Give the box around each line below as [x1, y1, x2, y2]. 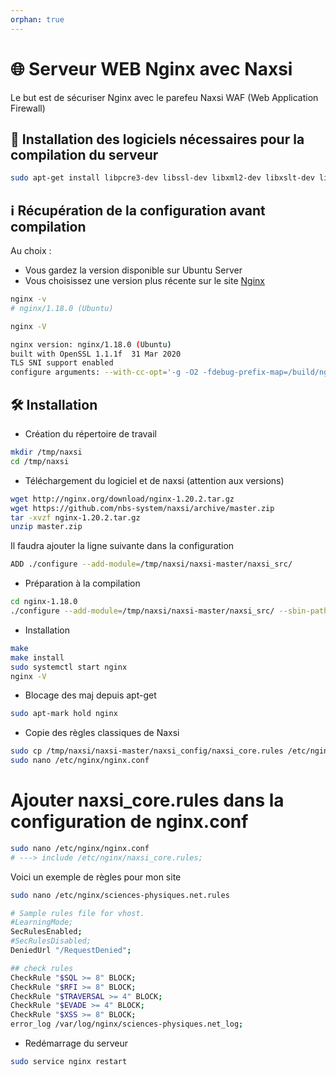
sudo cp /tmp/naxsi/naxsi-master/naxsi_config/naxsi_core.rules [10, 746, 284, 756]
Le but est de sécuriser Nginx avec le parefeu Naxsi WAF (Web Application [10, 91, 319, 103]
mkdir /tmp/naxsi [10, 447, 83, 457]
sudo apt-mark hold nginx [10, 709, 118, 719]
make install [10, 652, 65, 663]
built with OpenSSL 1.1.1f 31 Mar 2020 [10, 349, 182, 359]
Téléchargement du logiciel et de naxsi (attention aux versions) [24, 474, 285, 486]
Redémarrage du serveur [24, 1037, 129, 1050]
